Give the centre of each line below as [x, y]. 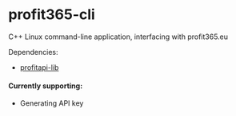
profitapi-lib [39, 67]
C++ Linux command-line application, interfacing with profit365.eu [118, 37]
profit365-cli [52, 15]
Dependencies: [33, 52]
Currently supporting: [46, 86]
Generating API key [52, 103]
